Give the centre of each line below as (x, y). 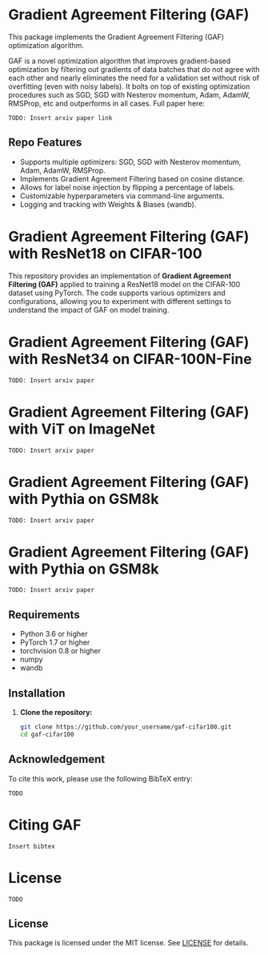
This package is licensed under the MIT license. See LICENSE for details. (128, 943)
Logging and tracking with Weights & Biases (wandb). (108, 204)
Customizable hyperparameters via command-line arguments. (122, 196)
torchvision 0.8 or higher (60, 651)
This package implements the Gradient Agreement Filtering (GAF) (116, 37)
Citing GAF (45, 825)
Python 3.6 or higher (54, 634)
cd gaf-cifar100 (47, 734)
